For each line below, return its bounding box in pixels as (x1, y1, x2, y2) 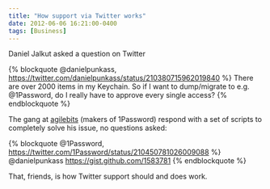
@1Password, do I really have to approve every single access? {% (8, 90, 228, 100)
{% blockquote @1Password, (8, 139, 105, 149)
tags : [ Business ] (8, 27, 67, 35)
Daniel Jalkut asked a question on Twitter (8, 49, 146, 59)
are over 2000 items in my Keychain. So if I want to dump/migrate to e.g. (8, 82, 250, 91)
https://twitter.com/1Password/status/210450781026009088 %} (8, 147, 221, 157)
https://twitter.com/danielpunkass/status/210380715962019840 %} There (8, 73, 254, 83)
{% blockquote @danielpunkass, (8, 65, 117, 74)
